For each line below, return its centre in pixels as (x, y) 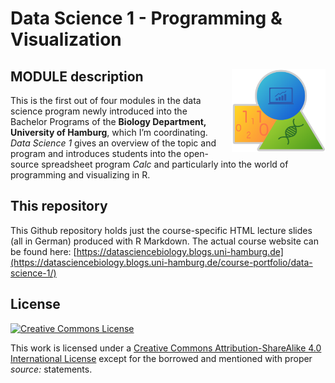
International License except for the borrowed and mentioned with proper (161, 358)
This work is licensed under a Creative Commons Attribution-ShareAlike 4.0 (166, 348)
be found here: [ (43, 251)
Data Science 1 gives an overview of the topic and (113, 143)
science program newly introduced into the (99, 111)
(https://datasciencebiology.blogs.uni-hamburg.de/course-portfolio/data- (161, 262)
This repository (59, 206)
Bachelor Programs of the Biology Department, (108, 121)
